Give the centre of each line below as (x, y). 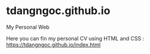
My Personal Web (28, 27)
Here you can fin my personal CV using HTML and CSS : (75, 38)
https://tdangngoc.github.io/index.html (54, 45)
